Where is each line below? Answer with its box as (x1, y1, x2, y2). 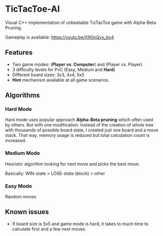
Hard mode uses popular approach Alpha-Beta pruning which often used (5, 117, 153, 123)
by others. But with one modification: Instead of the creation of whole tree (5, 122, 154, 128)
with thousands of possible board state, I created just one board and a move (5, 127, 159, 133)
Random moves (5, 194, 37, 200)
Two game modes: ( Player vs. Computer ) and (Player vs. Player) (12, 61, 143, 67)
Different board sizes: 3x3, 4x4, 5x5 (12, 72, 84, 78)
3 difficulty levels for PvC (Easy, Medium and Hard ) (12, 66, 116, 72)
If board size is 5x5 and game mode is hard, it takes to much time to (12, 221, 149, 227)
